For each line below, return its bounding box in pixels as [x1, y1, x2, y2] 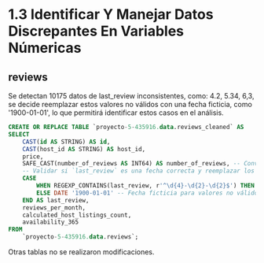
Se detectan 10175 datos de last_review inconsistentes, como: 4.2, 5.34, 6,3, [8, 91, 255, 100]
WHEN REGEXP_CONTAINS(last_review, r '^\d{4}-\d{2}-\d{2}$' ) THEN [36, 182, 255, 190]
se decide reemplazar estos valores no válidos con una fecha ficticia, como [8, 100, 253, 109]
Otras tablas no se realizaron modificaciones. [8, 247, 155, 257]
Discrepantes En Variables [8, 22, 185, 40]
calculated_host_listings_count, [22, 211, 132, 219]
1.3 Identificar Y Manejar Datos [8, 6, 214, 24]
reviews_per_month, [22, 203, 86, 212]
